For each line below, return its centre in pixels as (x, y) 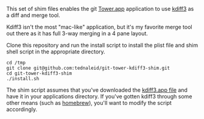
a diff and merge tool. (33, 15)
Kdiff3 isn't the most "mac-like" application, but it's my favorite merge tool (99, 27)
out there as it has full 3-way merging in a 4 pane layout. (77, 33)
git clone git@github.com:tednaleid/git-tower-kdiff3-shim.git (88, 68)
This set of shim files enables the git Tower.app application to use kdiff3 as (100, 9)
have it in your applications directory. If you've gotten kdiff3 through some (99, 96)
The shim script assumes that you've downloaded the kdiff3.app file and (97, 90)
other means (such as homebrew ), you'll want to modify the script (89, 103)
